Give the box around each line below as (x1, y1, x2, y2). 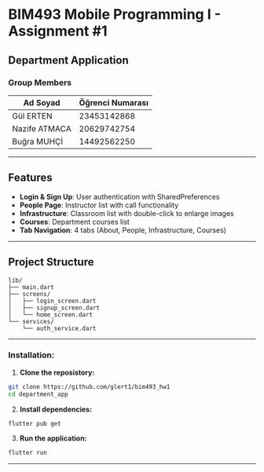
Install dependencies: (19, 404, 93, 414)
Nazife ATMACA (12, 123, 72, 134)
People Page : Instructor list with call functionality (19, 200, 179, 210)
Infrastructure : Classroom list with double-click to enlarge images (19, 208, 234, 218)
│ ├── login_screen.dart (8, 297, 97, 305)
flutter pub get (8, 419, 61, 427)
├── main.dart (8, 283, 55, 291)
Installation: (8, 349, 55, 360)
